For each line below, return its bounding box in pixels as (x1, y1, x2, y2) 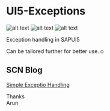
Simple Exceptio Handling (6, 81, 70, 88)
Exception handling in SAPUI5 (6, 36, 80, 43)
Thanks (6, 92, 25, 100)
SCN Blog (6, 65, 43, 75)
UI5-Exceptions (6, 4, 86, 18)
